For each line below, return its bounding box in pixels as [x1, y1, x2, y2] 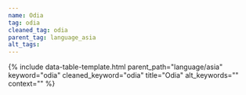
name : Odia [8, 11, 44, 20]
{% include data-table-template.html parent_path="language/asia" [8, 62, 223, 71]
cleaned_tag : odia [8, 26, 68, 34]
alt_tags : [8, 41, 41, 49]
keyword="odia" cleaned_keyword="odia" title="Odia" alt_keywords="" [8, 71, 239, 80]
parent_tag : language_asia [8, 33, 96, 42]
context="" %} [8, 79, 56, 89]
